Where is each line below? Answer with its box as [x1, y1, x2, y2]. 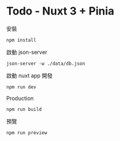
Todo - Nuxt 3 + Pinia [6, 4, 115, 18]
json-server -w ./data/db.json [6, 61, 85, 67]
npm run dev [6, 84, 36, 90]
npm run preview [6, 130, 47, 136]
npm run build [6, 106, 42, 113]
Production [6, 94, 34, 102]
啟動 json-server [6, 48, 47, 56]
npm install [6, 37, 36, 43]
